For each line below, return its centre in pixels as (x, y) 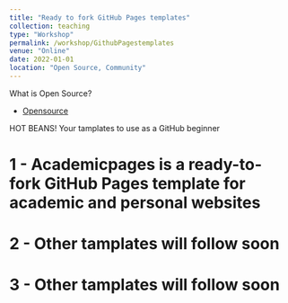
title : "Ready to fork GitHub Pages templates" (100, 18)
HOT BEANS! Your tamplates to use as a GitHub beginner (115, 128)
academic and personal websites (135, 203)
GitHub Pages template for (145, 184)
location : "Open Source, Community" (78, 68)
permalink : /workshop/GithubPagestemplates (92, 43)
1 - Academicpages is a (97, 165)
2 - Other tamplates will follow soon (144, 244)
